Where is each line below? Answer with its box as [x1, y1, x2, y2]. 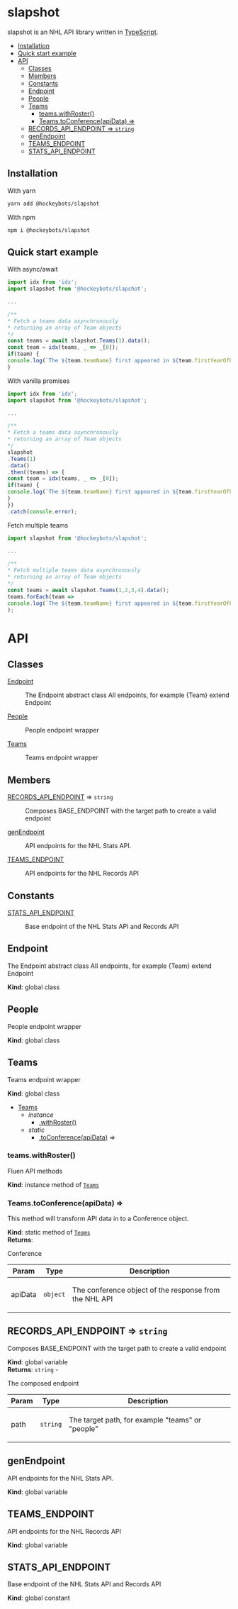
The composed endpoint [7, 1379, 79, 1387]
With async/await [7, 265, 58, 274]
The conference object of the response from [72, 1285, 220, 1295]
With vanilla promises [7, 377, 70, 385]
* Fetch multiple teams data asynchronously [7, 567, 141, 574]
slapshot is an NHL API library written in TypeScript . [7, 28, 159, 36]
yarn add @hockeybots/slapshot [7, 200, 100, 207]
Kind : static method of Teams [7, 1228, 91, 1237]
